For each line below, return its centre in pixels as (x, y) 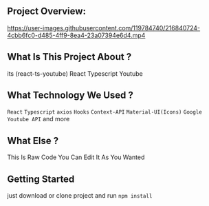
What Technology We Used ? (70, 95)
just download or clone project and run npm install (80, 196)
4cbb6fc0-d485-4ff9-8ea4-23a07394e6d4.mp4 (76, 35)
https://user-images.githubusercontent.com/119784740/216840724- (104, 28)
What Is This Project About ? (69, 57)
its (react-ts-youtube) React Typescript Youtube (75, 73)
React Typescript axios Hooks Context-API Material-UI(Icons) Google (105, 112)
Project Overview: (46, 11)
